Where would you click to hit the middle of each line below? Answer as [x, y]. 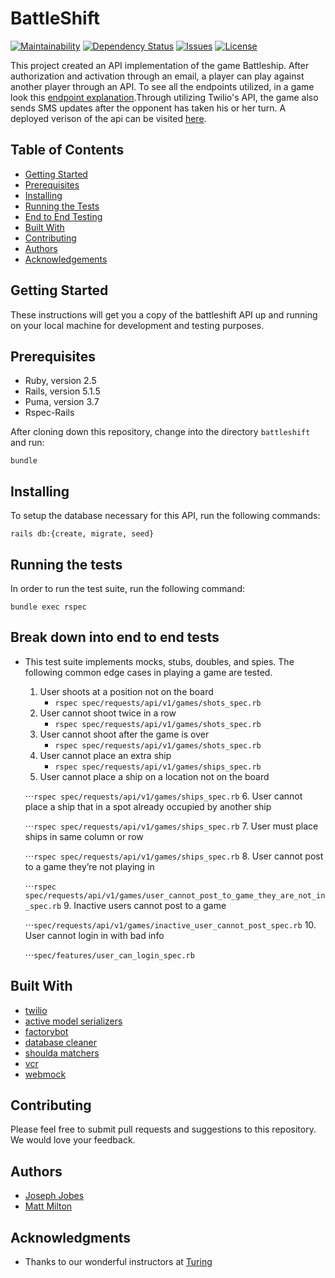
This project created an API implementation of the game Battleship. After [160, 65]
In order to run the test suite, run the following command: [128, 588]
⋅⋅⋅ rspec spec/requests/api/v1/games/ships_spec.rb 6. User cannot [163, 796]
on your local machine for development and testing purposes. [137, 325]
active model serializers [73, 1021]
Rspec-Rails [49, 413]
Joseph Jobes [54, 1196]
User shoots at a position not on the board [126, 691]
